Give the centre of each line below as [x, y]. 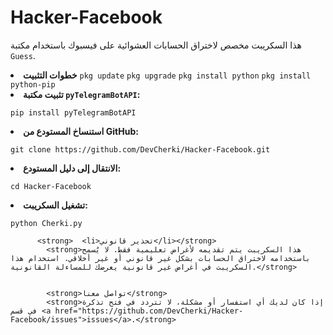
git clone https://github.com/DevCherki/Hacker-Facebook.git [140, 149]
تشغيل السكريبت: [55, 205]
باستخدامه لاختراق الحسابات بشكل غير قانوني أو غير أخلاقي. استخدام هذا [160, 258]
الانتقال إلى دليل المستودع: [72, 168]
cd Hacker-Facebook [51, 186]
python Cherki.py [46, 223]
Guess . [23, 55]
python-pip [33, 84]
